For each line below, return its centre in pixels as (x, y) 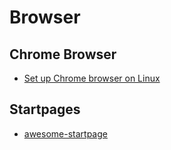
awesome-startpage (65, 133)
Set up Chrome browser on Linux (92, 78)
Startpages (45, 109)
